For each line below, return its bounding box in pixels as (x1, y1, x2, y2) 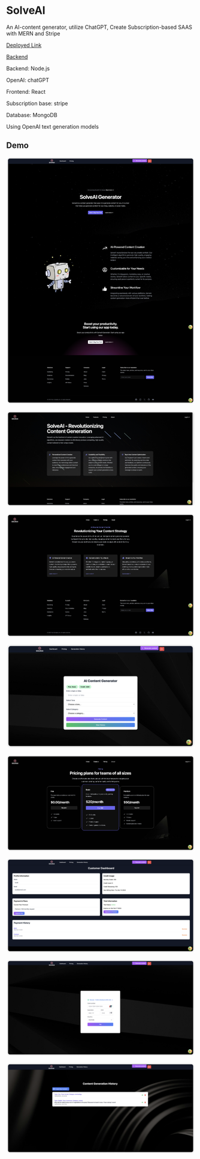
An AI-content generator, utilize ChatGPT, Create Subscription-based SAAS (6, 23, 193, 31)
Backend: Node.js (6, 64, 50, 72)
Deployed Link (6, 41, 42, 49)
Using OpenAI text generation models (6, 123, 99, 130)
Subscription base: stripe (6, 100, 68, 107)
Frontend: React (6, 88, 46, 95)
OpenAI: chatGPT (6, 76, 50, 84)
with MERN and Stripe (6, 29, 60, 37)
